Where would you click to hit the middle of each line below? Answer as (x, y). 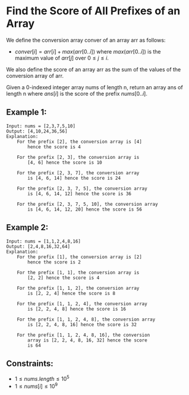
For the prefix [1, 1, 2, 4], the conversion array (82, 304)
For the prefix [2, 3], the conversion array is (78, 157)
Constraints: (30, 363)
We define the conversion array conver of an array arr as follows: (86, 40)
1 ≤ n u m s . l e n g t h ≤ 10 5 (42, 378)
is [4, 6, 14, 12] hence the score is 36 (80, 194)
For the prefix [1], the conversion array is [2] (80, 257)
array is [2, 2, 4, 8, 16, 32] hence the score (87, 340)
